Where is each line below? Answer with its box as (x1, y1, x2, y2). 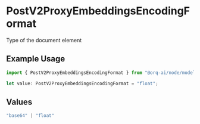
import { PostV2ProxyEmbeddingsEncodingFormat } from (6, 70, 143, 76)
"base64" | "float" (6, 113, 55, 119)
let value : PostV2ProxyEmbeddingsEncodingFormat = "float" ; (6, 80, 159, 86)
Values (6, 97, 33, 107)
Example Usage (6, 54, 65, 64)
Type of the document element (6, 36, 82, 44)
